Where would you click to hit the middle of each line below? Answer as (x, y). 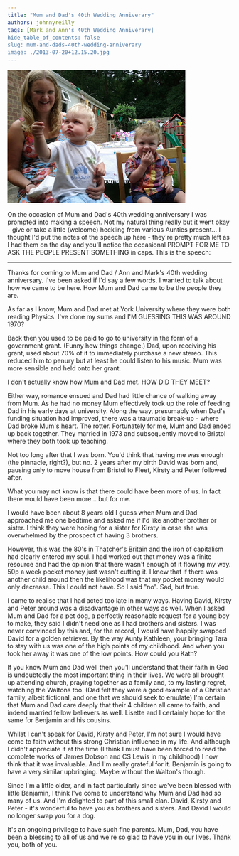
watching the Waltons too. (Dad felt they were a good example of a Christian (119, 690)
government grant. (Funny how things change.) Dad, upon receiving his (112, 346)
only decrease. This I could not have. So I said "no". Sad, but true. (104, 587)
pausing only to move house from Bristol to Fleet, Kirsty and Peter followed (117, 470)
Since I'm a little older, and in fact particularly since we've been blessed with (119, 785)
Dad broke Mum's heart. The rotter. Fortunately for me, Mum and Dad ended (119, 426)
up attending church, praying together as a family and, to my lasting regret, (117, 682)
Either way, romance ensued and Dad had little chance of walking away (112, 396)
